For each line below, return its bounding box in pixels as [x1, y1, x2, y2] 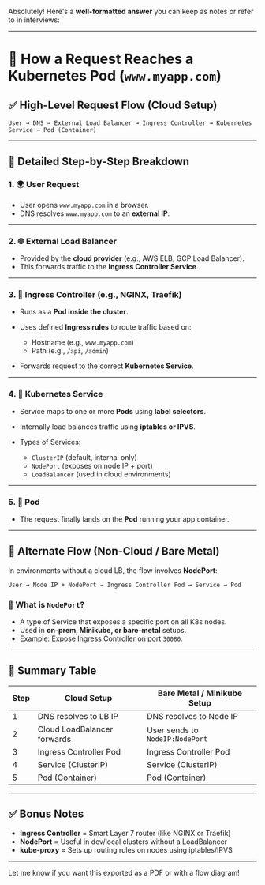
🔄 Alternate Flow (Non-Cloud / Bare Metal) [8, 544, 220, 558]
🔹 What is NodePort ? [8, 599, 85, 610]
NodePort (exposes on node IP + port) [31, 461, 154, 470]
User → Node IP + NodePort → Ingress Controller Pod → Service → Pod [8, 581, 242, 589]
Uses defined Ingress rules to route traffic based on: [19, 322, 192, 332]
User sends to [147, 725, 199, 736]
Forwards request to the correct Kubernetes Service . [19, 361, 195, 371]
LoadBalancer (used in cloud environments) [31, 469, 171, 479]
